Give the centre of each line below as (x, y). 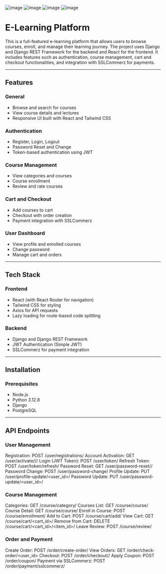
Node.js (20, 395)
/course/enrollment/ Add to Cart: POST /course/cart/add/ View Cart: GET (80, 516)
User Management (28, 445)
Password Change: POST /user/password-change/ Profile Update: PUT (78, 471)
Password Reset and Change (42, 147)
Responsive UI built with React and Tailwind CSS (62, 118)
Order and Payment (29, 539)
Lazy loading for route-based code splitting (56, 315)
